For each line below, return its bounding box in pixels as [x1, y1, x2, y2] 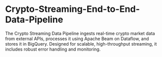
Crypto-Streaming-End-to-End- [5, 3, 140, 15]
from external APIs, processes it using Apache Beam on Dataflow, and [5, 36, 150, 42]
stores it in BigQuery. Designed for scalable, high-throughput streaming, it [5, 41, 157, 47]
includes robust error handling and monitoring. [5, 46, 101, 52]
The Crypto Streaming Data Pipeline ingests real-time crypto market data [5, 30, 156, 36]
